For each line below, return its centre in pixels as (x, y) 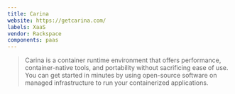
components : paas (33, 40)
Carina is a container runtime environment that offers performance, (123, 60)
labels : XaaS (27, 27)
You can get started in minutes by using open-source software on (121, 76)
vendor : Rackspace (34, 34)
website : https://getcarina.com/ (57, 20)
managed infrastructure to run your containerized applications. (116, 83)
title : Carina (28, 14)
